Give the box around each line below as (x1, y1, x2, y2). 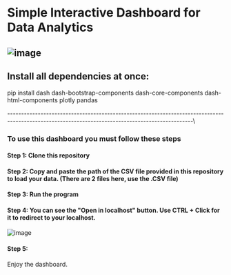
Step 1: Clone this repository (7, 151, 90, 160)
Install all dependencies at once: (7, 70, 150, 82)
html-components (7, 96, 59, 104)
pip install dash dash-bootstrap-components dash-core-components (7, 88, 203, 97)
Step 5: (7, 244, 29, 253)
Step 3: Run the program (7, 190, 79, 198)
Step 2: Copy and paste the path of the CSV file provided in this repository (7, 167, 224, 176)
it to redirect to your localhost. (7, 213, 96, 222)
